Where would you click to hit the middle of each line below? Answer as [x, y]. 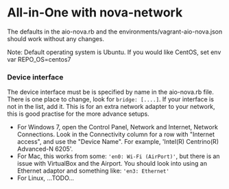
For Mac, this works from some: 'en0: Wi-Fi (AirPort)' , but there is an [119, 156]
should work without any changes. [56, 38]
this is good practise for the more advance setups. [78, 114]
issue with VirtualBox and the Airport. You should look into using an [112, 164]
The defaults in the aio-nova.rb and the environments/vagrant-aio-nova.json [115, 32]
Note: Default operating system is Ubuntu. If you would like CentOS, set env [114, 52]
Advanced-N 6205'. [45, 149]
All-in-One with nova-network [95, 13]
